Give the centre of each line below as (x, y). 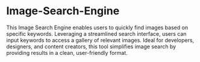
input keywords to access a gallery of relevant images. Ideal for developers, (100, 40)
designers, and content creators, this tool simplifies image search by (91, 46)
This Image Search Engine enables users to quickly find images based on (97, 27)
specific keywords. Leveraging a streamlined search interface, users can (96, 33)
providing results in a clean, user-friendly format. (67, 52)
